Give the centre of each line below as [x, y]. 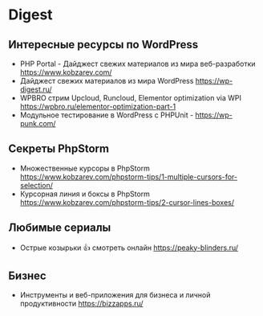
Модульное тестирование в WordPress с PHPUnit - [107, 115]
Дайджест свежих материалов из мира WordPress [107, 81]
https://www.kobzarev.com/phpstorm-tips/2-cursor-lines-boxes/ [127, 202]
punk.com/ [38, 123]
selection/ [36, 185]
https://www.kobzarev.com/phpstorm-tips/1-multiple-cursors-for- [129, 176]
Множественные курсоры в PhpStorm [85, 168]
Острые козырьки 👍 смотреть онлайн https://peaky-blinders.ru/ [129, 248]
